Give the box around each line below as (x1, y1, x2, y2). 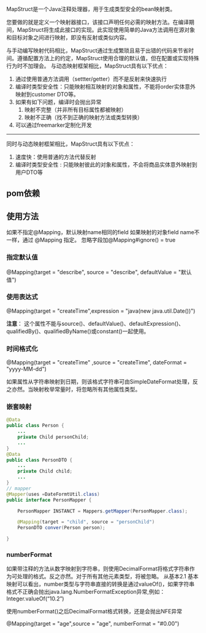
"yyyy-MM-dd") (6, 365, 47, 373)
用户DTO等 (15, 168, 43, 176)
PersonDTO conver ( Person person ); (17, 525, 105, 531)
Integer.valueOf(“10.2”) (6, 595, 64, 602)
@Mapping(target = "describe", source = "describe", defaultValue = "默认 (6, 268, 192, 275)
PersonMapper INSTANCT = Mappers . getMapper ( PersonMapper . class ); (17, 508, 188, 514)
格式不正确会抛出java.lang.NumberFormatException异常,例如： (6, 588, 166, 596)
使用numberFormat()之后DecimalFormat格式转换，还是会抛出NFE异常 (6, 608, 183, 615)
